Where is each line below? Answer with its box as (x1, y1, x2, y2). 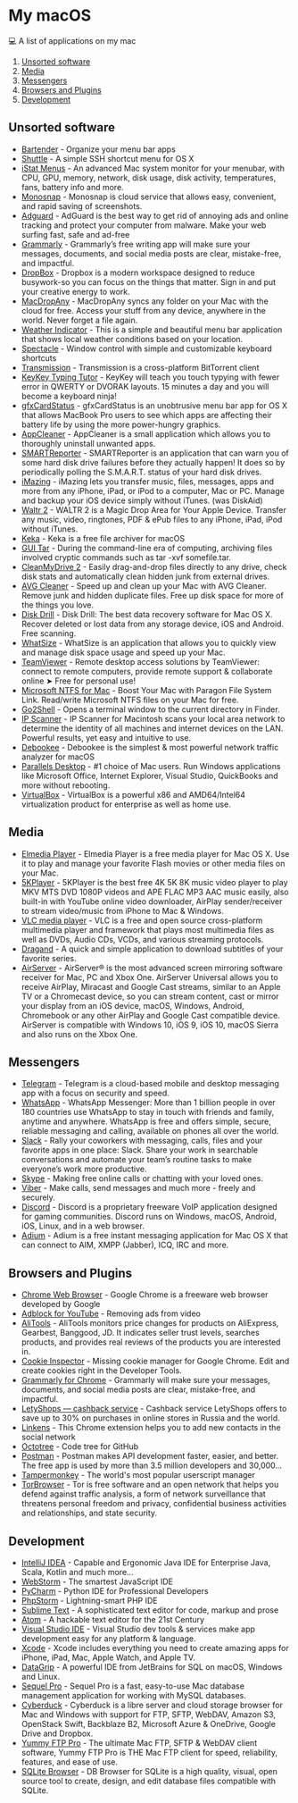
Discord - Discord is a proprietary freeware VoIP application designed (21, 1202, 277, 1212)
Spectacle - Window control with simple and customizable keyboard (21, 343, 273, 354)
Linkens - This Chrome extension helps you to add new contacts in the (21, 1422, 282, 1433)
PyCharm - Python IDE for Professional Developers (21, 1586, 209, 1596)
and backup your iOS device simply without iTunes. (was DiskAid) (21, 495, 264, 506)
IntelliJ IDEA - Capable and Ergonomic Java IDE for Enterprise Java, (21, 1557, 271, 1568)
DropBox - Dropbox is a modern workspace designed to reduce (21, 267, 255, 278)
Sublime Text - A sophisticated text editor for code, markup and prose (21, 1605, 279, 1615)
